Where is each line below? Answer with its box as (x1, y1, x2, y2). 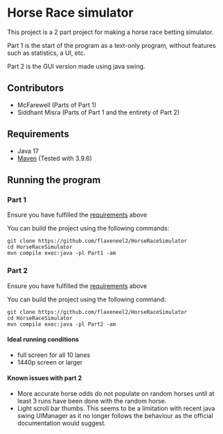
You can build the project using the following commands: (7, 224, 170, 233)
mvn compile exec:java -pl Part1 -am (7, 250, 116, 257)
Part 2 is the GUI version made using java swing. (7, 62, 145, 70)
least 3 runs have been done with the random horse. (17, 397, 167, 405)
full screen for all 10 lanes (17, 351, 91, 359)
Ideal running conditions (7, 335, 80, 344)
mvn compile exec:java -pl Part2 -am (7, 321, 116, 328)
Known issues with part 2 (7, 374, 82, 383)
